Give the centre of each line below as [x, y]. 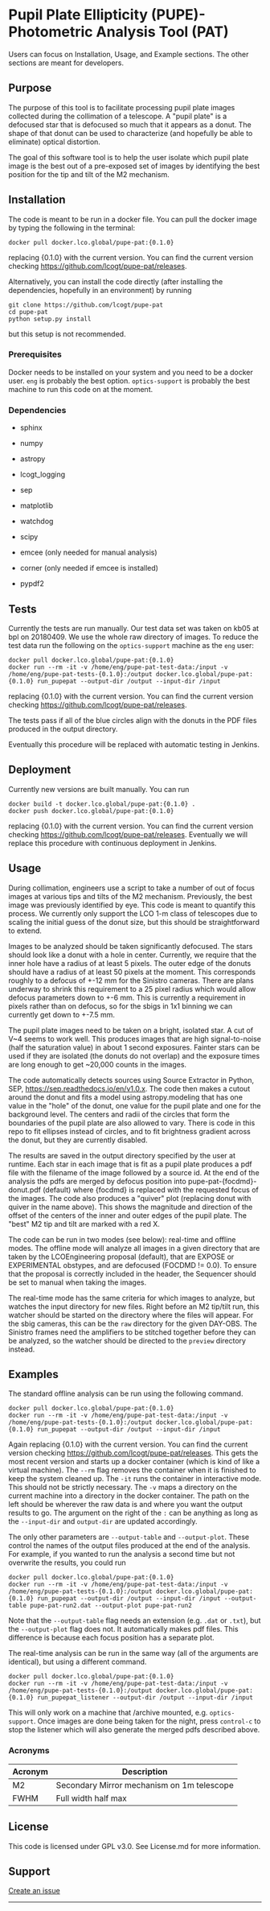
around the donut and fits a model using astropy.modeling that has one [126, 1097]
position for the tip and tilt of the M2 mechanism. [89, 174]
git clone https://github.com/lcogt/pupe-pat [86, 305]
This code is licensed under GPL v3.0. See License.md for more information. [135, 1846]
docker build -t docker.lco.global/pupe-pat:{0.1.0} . [102, 804]
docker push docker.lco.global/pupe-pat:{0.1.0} [91, 811]
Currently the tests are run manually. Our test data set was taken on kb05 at [134, 628]
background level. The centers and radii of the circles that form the [119, 1114]
